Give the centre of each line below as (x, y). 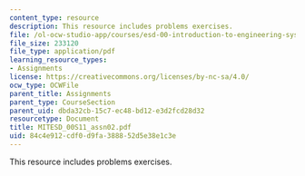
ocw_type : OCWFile (44, 85)
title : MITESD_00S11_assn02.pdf (70, 128)
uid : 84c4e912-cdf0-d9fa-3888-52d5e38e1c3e (93, 136)
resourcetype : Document (54, 119)
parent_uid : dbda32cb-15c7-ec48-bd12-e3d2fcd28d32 (107, 111)
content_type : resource (54, 18)
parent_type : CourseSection (63, 102)
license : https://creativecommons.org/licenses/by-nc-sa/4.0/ (129, 77)
